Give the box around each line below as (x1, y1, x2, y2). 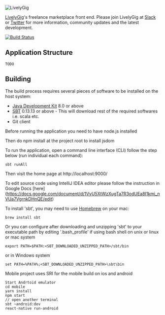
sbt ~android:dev (5, 301, 41, 307)
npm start (5, 293, 26, 298)
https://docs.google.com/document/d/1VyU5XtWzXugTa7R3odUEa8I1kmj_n (6, 190, 160, 197)
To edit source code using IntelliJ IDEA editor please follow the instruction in (5, 180, 160, 186)
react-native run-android (5, 306, 58, 311)
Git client (12, 118, 31, 124)
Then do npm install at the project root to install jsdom (5, 138, 115, 143)
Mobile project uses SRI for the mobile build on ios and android (5, 270, 133, 276)
